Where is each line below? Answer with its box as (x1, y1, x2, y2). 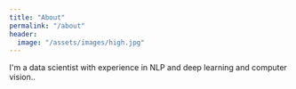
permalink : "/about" (9, 21, 86, 30)
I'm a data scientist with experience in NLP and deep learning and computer (9, 62, 287, 73)
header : (9, 29, 38, 38)
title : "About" (9, 12, 66, 22)
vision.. (9, 72, 36, 83)
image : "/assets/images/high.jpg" (17, 37, 145, 47)
